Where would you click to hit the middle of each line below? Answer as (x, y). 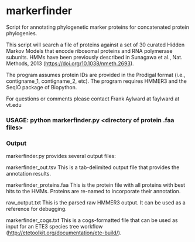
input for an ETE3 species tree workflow (54, 227)
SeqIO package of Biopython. (42, 87)
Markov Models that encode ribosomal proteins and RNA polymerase (89, 51)
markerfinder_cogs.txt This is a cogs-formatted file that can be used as (92, 220)
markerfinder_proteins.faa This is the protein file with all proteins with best (96, 185)
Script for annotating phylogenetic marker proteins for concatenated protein (97, 27)
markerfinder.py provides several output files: (61, 156)
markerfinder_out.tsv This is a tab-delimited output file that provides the (93, 167)
